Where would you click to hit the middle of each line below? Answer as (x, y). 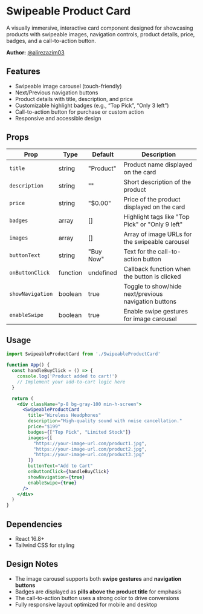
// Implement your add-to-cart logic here (71, 382)
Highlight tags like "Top (156, 217)
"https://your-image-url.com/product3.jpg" (89, 455)
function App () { (28, 365)
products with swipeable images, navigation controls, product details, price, (101, 34)
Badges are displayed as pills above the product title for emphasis (98, 592)
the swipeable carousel (156, 241)
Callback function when (157, 269)
